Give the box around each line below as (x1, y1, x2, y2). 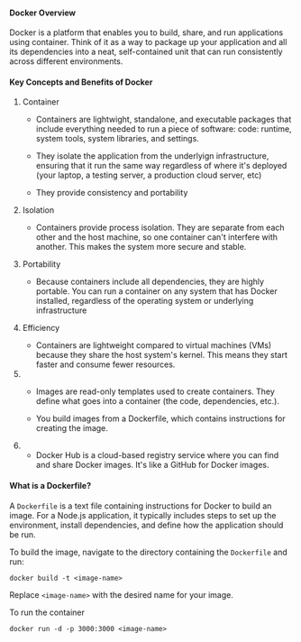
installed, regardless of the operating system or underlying (35, 296, 254, 307)
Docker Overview (9, 7, 77, 18)
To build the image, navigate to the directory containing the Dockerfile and (9, 546, 288, 557)
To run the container (9, 607, 86, 618)
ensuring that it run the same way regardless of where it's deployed (35, 160, 287, 171)
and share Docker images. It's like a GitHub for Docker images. (35, 460, 269, 471)
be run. (9, 528, 36, 540)
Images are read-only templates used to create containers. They (35, 386, 275, 397)
